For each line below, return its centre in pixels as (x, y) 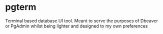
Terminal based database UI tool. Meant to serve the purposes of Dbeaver (82, 21)
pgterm (21, 7)
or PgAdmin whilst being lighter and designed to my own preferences (76, 26)
